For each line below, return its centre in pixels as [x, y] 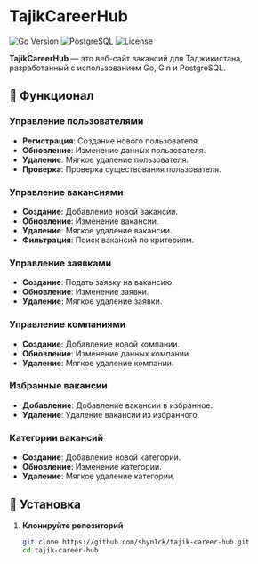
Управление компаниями [68, 324]
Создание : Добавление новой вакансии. [100, 211]
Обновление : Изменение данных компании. [106, 353]
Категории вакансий [56, 437]
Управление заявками [60, 263]
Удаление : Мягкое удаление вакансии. [97, 230]
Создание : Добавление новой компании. [101, 344]
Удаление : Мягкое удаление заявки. [92, 301]
